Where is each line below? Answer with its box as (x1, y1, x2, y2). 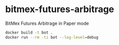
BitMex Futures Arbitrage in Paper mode (5, 20, 89, 26)
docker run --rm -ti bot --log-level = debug (5, 34, 99, 40)
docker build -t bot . (5, 30, 53, 35)
